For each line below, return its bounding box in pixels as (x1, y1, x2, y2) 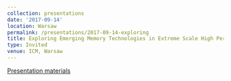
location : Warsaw (7, 22, 57, 29)
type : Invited (7, 42, 48, 48)
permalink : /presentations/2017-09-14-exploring (7, 29, 149, 36)
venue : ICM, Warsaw (7, 48, 63, 55)
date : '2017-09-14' (7, 16, 63, 23)
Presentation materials (7, 66, 71, 75)
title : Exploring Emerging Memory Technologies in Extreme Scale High (7, 35, 214, 42)
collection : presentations (7, 10, 85, 17)
